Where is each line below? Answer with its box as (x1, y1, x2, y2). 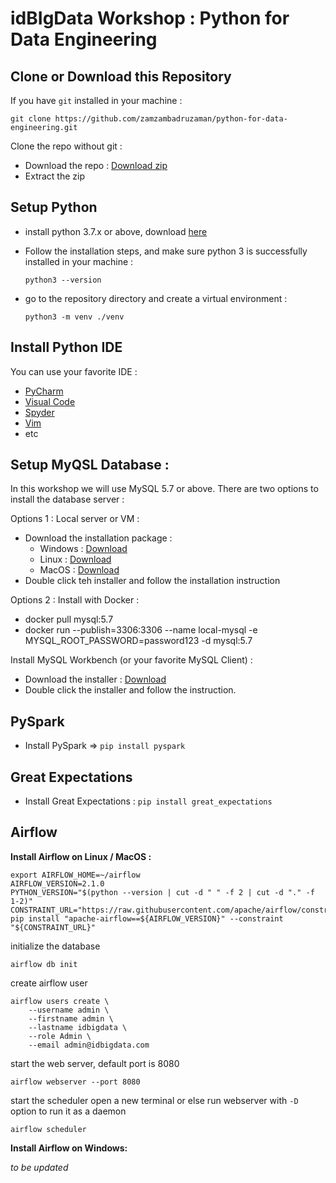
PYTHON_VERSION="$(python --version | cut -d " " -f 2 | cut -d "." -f (10, 887, 315, 897)
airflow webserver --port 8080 (10, 1077, 141, 1087)
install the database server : (10, 493, 125, 506)
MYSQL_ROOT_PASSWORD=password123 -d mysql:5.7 (24, 635, 253, 647)
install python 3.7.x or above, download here (24, 225, 208, 237)
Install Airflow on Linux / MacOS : (10, 850, 152, 862)
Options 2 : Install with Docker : (10, 594, 140, 606)
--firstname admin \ (28, 1013, 114, 1024)
